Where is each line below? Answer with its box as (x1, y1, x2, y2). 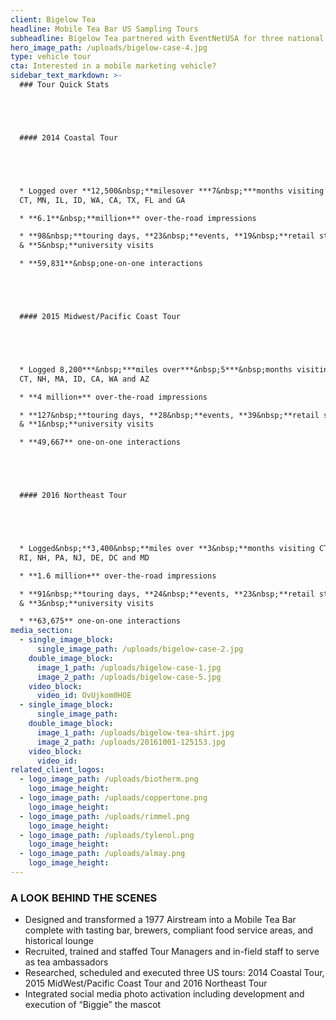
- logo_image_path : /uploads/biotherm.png (19, 774, 199, 785)
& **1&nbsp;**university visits (19, 419, 155, 430)
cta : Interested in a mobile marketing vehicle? (10, 61, 217, 71)
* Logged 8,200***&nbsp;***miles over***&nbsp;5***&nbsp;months (19, 364, 293, 375)
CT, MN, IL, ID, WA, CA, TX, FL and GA (19, 195, 186, 205)
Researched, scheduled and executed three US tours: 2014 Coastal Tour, (24, 967, 325, 979)
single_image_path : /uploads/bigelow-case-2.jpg (36, 644, 244, 654)
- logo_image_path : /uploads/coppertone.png (19, 793, 208, 803)
